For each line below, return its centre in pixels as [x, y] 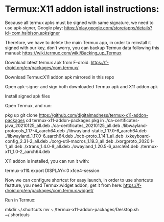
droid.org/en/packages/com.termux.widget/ [49, 190]
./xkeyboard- [138, 136]
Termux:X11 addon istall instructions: [82, 9]
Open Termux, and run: [28, 105]
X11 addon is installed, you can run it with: [47, 161]
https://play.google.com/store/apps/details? [108, 27]
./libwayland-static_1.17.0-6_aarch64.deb [106, 130]
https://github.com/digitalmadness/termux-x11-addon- [93, 115]
